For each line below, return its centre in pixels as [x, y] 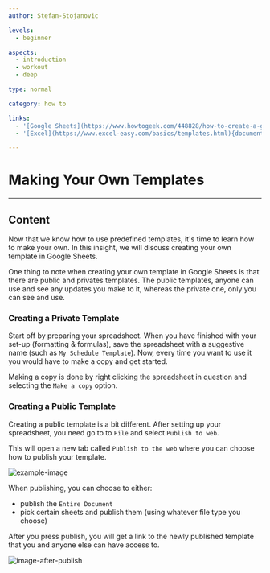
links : [19, 118]
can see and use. [37, 297]
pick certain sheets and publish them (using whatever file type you [130, 512]
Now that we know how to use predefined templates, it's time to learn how [131, 239]
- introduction [41, 60]
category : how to [37, 104]
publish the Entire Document [66, 503]
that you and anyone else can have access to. [84, 545]
